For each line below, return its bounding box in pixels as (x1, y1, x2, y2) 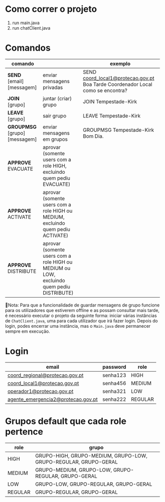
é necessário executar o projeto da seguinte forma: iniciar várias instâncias (5, 312, 157, 318)
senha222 (102, 396, 127, 403)
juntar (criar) (42, 95, 72, 102)
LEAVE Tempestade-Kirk (82, 112, 141, 119)
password (102, 363, 127, 370)
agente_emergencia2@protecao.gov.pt (7, 396, 98, 403)
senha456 (102, 380, 127, 386)
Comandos (5, 42, 51, 54)
